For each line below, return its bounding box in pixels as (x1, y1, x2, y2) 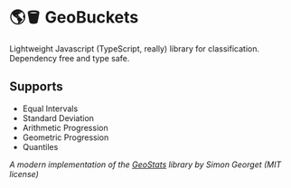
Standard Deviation (22, 112, 95, 123)
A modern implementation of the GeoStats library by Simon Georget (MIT (9, 159, 282, 170)
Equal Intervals (22, 103, 79, 114)
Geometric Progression (22, 132, 109, 143)
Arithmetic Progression (22, 122, 108, 133)
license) (9, 168, 39, 179)
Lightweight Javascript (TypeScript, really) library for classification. (9, 42, 260, 54)
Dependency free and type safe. (9, 52, 130, 63)
